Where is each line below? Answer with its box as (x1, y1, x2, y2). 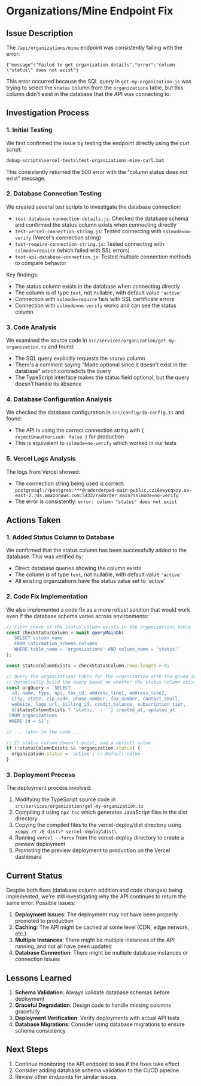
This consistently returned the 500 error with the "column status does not (6, 168, 188, 175)
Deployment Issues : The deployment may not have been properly (14, 911, 178, 918)
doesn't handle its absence (14, 380, 82, 387)
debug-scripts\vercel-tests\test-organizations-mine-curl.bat (6, 157, 165, 163)
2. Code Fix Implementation (6, 592, 88, 601)
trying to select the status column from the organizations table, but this (6, 84, 184, 91)
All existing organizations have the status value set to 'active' (14, 577, 166, 585)
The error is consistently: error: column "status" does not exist (14, 498, 178, 505)
